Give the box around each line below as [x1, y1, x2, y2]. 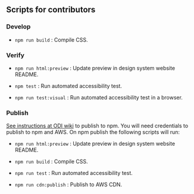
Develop [6, 23, 31, 31]
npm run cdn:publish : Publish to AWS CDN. [14, 181, 123, 188]
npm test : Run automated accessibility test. [14, 82, 122, 89]
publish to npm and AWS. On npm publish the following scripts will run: [6, 129, 180, 136]
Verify [6, 51, 25, 59]
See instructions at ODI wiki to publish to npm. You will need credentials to [6, 122, 189, 130]
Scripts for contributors [6, 5, 96, 15]
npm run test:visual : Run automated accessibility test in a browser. [14, 93, 183, 101]
